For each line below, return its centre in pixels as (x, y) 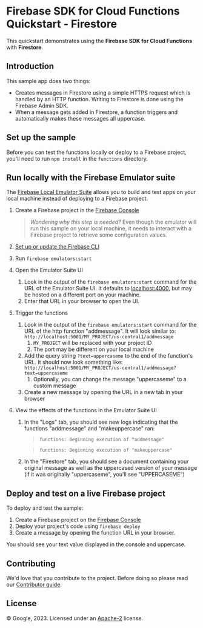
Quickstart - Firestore (62, 24)
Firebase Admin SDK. (42, 105)
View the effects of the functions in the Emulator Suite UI (86, 410)
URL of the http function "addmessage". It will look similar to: (100, 331)
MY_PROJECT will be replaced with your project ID (92, 343)
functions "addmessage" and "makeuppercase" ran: (89, 429)
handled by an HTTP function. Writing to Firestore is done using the (99, 99)
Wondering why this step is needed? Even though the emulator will (113, 222)
